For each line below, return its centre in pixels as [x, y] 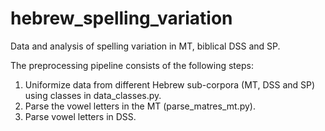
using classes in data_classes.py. [93, 95]
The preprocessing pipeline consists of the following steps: [132, 65]
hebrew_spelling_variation [121, 18]
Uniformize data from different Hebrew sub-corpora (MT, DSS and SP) [170, 84]
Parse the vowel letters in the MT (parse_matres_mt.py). [140, 106]
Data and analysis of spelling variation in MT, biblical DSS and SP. [145, 46]
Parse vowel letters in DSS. [80, 116]
